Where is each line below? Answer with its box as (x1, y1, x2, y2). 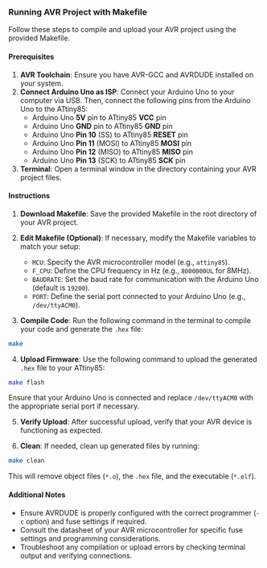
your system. (19, 78, 64, 88)
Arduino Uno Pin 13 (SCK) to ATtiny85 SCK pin (31, 155, 187, 165)
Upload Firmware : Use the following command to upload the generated (19, 354, 257, 364)
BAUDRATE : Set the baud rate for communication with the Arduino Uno (31, 274, 259, 284)
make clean (8, 457, 45, 465)
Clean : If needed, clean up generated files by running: (19, 442, 199, 451)
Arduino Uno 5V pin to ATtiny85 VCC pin (31, 112, 166, 122)
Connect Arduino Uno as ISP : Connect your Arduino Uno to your (19, 87, 235, 97)
